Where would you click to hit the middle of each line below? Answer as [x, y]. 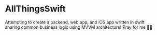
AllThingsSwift [36, 9]
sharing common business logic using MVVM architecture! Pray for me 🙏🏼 [79, 27]
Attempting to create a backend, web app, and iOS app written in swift [75, 22]
